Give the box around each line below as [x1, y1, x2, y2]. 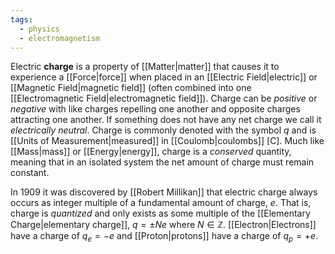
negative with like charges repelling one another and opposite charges [10, 103, 301, 115]
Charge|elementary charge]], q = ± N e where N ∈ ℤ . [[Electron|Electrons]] [10, 219, 317, 231]
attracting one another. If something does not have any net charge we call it [10, 114, 322, 126]
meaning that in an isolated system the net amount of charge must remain [10, 156, 315, 168]
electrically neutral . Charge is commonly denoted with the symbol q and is [10, 124, 317, 136]
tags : [10, 14, 33, 25]
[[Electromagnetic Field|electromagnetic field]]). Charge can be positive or [10, 92, 318, 105]
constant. [10, 167, 50, 179]
